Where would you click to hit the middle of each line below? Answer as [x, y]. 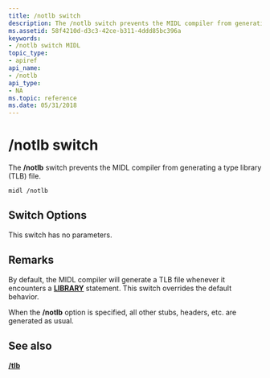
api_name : [25, 68]
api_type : [25, 83]
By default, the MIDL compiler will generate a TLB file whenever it [117, 279]
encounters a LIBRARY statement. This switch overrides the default [120, 288]
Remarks [31, 260]
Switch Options [47, 215]
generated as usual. [41, 320]
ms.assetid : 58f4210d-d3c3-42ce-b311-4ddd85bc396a [95, 31]
